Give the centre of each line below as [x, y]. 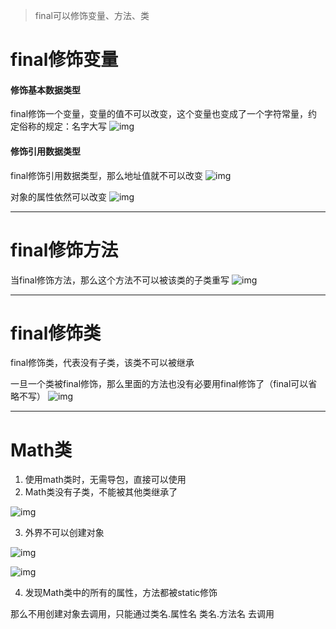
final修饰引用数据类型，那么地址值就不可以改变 [107, 175]
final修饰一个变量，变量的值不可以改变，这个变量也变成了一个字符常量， [159, 114]
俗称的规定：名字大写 [62, 126]
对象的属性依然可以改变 [58, 196]
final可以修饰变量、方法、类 [92, 15]
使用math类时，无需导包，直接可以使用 [105, 480]
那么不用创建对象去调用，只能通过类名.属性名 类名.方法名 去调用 [142, 614]
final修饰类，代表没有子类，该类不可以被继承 [102, 363]
